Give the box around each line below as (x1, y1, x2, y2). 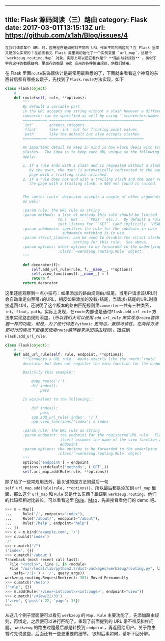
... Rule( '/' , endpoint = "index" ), (5, 511, 84, 516)
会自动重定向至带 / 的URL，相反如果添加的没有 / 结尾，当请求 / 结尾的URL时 (5, 296, 154, 302)
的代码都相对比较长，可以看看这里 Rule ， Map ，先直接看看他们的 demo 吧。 (5, 497, 159, 503)
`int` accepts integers (23, 122, 84, 128)
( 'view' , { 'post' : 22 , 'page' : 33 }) (5, 598, 80, 603)
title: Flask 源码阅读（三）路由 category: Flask (5, 16, 147, 24)
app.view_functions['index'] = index (31, 419, 109, 425)
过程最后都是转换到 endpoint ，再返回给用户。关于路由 (46, 624, 156, 631)
